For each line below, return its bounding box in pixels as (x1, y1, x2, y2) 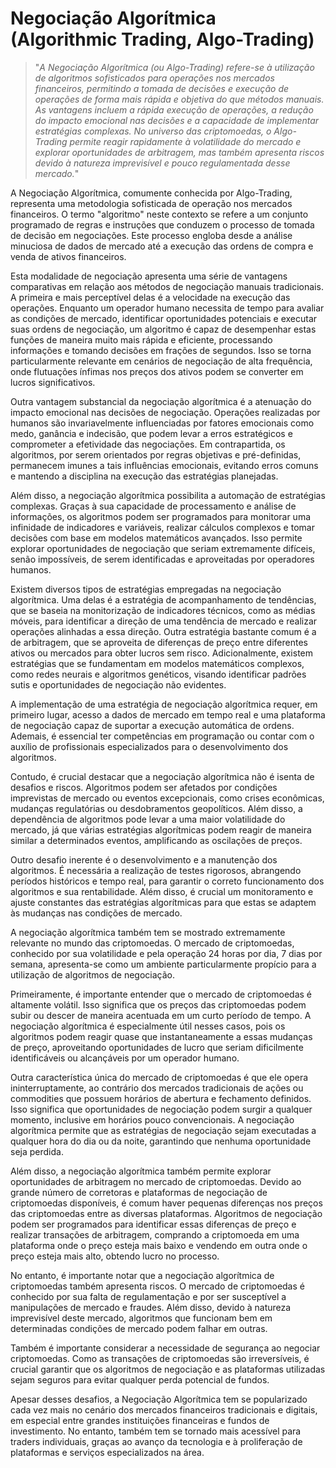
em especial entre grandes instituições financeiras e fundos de (10, 1414, 270, 1426)
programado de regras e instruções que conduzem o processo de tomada (10, 218, 315, 231)
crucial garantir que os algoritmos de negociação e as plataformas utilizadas (10, 1363, 326, 1375)
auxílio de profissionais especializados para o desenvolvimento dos (10, 740, 289, 752)
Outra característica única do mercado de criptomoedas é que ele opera (10, 1071, 309, 1083)
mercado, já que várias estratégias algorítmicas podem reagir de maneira (10, 823, 312, 836)
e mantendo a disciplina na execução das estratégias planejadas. (10, 470, 279, 482)
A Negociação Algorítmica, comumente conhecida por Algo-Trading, (10, 187, 293, 199)
